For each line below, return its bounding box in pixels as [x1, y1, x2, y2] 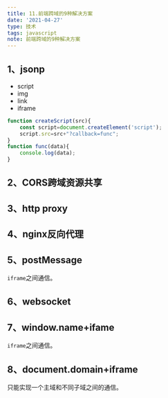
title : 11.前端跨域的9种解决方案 [7, 10, 93, 17]
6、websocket [7, 296, 71, 308]
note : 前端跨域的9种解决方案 [7, 36, 81, 43]
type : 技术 [7, 23, 37, 30]
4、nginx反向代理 [7, 228, 84, 240]
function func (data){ [7, 143, 70, 150]
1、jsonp [7, 63, 45, 75]
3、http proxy [7, 202, 68, 215]
